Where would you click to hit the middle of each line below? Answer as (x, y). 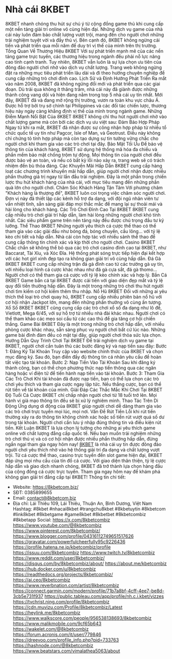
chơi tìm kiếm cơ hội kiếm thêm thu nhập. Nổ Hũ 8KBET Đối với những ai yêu (86, 291)
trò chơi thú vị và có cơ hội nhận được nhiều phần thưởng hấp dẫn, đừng (82, 438)
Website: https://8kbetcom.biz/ (45, 487)
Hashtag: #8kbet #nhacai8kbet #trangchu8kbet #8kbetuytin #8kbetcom (89, 509)
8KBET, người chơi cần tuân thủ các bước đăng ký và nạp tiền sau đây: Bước (86, 346)
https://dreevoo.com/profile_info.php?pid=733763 (66, 640)
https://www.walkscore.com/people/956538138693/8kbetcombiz (82, 618)
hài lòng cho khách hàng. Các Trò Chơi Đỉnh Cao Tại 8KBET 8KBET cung (82, 209)
